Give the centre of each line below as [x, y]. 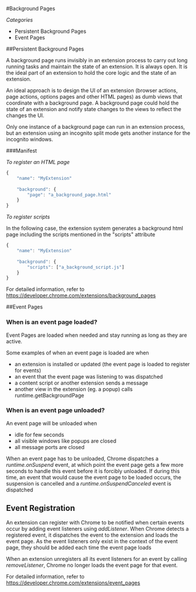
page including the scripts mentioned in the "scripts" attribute [81, 235]
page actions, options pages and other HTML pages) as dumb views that [94, 97]
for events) [28, 370]
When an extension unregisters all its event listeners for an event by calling [97, 558]
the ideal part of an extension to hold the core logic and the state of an [91, 73]
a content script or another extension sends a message [81, 383]
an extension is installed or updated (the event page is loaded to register [102, 364]
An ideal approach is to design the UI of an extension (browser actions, [92, 90]
